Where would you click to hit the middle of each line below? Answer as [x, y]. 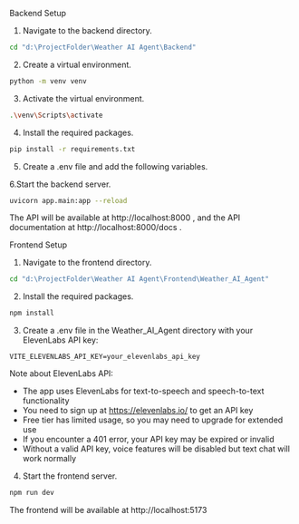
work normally [49, 459]
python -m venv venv [48, 81]
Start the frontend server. [70, 476]
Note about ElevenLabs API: [61, 374]
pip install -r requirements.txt [72, 149]
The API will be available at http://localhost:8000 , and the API [125, 218]
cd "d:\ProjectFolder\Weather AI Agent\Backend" [103, 47]
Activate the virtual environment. [83, 98]
